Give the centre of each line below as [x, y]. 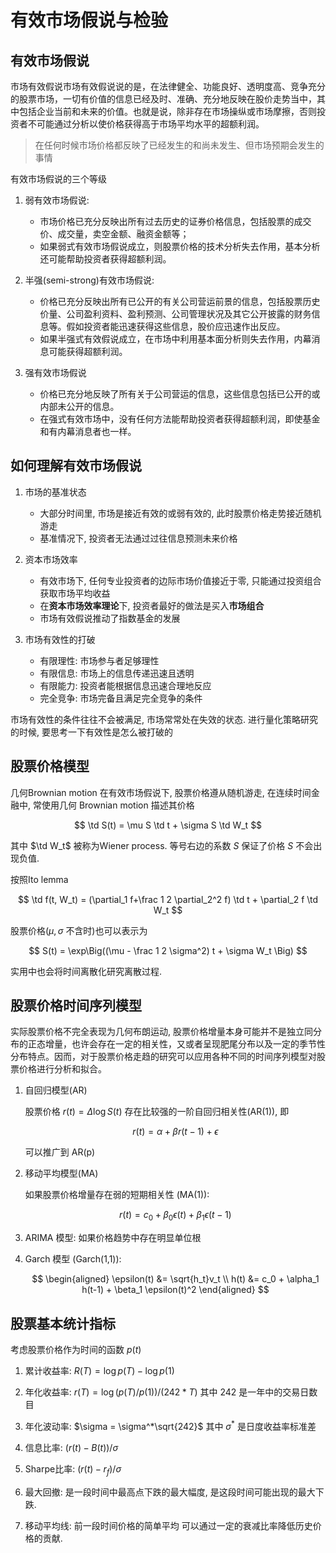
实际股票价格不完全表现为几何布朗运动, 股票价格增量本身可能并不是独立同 [161, 1032]
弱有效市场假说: [57, 200]
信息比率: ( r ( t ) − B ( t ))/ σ [71, 1447]
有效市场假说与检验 [89, 20]
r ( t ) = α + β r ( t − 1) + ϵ [175, 1132]
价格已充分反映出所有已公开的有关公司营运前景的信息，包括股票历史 [180, 301]
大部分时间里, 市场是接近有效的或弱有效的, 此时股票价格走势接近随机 [180, 513]
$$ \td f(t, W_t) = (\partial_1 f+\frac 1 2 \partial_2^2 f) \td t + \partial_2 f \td [168, 899]
